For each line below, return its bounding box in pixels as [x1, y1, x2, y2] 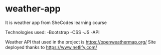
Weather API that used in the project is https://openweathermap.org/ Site [5, 38, 156, 45]
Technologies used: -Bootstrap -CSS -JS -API [5, 29, 100, 35]
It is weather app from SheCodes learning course [5, 19, 107, 25]
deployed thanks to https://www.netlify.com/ [5, 44, 97, 50]
